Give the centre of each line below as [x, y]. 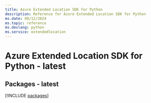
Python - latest [36, 66]
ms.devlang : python [25, 28]
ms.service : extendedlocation [36, 32]
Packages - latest [32, 84]
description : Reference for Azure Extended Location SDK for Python [75, 14]
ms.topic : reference [26, 23]
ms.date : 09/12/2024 [26, 18]
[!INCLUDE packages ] [27, 96]
